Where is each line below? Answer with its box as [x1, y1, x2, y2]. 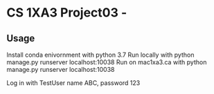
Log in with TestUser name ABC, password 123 [6, 79, 141, 87]
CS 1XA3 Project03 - [6, 5, 127, 21]
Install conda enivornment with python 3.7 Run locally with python [6, 50, 195, 59]
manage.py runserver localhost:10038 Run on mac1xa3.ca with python [6, 58, 207, 66]
